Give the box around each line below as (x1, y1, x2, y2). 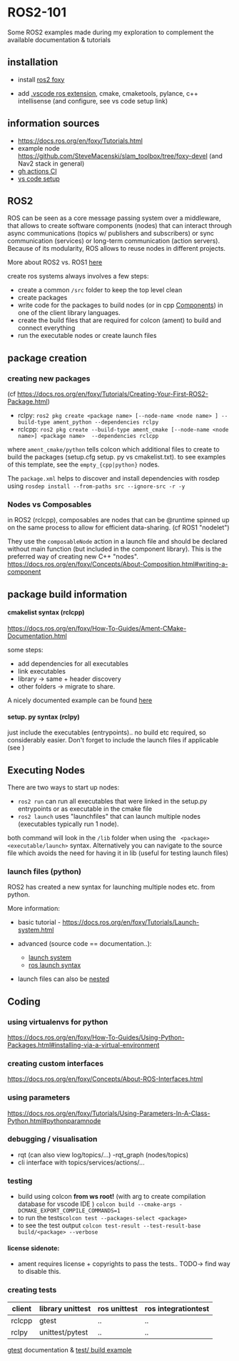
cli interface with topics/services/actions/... (17, 1158, 145, 1167)
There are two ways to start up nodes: (7, 783, 120, 792)
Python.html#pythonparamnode (7, 1116, 101, 1125)
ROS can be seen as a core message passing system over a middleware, (7, 214, 221, 222)
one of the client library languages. (17, 309, 121, 317)
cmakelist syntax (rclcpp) (7, 608, 85, 617)
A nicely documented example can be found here (7, 696, 153, 704)
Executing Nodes (7, 764, 86, 776)
